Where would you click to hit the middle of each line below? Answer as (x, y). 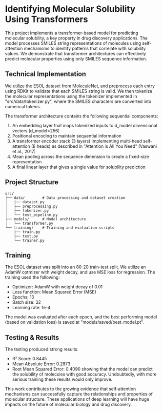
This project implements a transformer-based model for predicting (72, 33)
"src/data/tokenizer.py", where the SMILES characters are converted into (78, 101)
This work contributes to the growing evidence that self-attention (71, 389)
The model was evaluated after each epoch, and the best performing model (81, 317)
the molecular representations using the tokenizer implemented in (71, 96)
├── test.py (26, 236)
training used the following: (32, 277)
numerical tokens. (23, 106)
